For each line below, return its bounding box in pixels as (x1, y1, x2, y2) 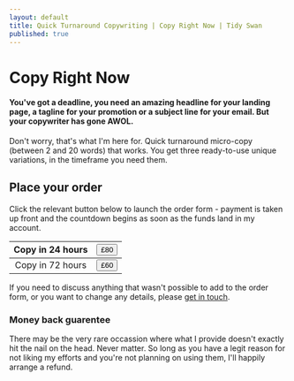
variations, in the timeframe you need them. (9, 154, 168, 164)
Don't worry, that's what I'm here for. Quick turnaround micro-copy (9, 135, 253, 146)
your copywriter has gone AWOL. (9, 116, 134, 126)
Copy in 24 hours (13, 244, 88, 256)
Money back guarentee (9, 313, 111, 325)
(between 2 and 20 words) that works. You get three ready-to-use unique (9, 145, 276, 156)
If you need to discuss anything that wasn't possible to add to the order (9, 282, 269, 293)
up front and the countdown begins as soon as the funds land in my (9, 213, 255, 224)
